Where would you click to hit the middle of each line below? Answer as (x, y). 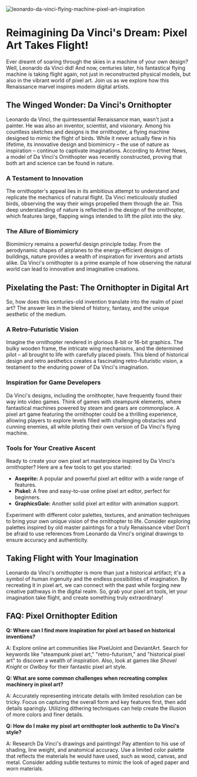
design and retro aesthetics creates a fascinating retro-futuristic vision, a (94, 361)
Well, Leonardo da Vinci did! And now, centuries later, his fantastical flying (96, 68)
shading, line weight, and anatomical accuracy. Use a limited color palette (95, 749)
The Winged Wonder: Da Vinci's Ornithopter (89, 105)
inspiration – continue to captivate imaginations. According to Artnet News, (97, 151)
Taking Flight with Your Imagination (72, 558)
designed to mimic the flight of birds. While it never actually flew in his (91, 138)
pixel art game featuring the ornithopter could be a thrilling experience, (92, 414)
